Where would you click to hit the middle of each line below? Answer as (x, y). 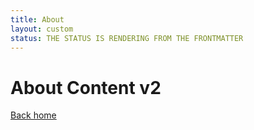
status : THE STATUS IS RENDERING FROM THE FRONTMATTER (127, 38)
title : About (37, 19)
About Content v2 (86, 87)
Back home (33, 115)
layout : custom (42, 29)
